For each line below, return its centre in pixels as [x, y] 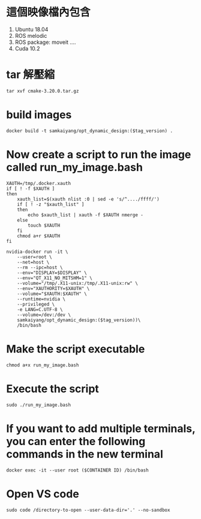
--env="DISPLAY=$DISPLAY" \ [52, 273]
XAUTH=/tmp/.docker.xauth [38, 183]
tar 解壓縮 [31, 75]
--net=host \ [33, 262]
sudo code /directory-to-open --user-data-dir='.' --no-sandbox [88, 510]
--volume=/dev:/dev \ [44, 315]
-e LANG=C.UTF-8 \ [40, 309]
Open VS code [43, 494]
